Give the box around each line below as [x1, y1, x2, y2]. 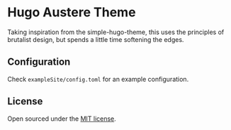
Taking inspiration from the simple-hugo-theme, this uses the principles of [7, 28, 225, 36]
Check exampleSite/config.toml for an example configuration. [7, 75, 189, 83]
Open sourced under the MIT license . [7, 114, 117, 123]
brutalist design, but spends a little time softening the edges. [7, 35, 184, 43]
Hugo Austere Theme [7, 4, 136, 21]
